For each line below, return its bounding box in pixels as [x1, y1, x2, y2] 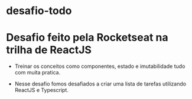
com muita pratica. [14, 69, 61, 76]
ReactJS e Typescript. [14, 87, 69, 94]
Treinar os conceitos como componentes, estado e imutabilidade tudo [14, 63, 186, 70]
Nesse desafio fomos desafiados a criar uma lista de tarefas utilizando [14, 80, 187, 87]
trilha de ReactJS [6, 43, 92, 57]
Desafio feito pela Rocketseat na [6, 31, 168, 45]
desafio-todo [6, 4, 72, 18]
